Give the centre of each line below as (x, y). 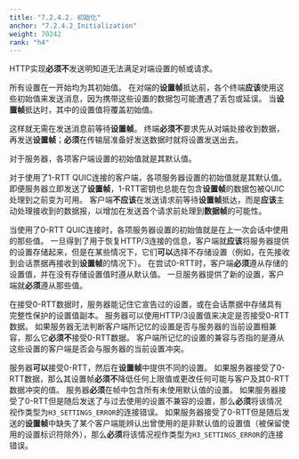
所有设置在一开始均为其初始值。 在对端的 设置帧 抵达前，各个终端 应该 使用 (143, 88)
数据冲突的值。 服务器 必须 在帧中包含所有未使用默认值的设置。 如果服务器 (144, 390)
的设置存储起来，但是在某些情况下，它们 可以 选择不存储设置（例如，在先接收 (149, 252)
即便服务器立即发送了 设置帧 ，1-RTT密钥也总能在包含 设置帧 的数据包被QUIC (147, 189)
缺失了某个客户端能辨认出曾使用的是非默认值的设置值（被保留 (169, 423)
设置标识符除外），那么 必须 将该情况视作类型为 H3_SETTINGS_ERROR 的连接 (154, 435)
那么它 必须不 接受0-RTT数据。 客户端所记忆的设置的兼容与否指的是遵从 (154, 338)
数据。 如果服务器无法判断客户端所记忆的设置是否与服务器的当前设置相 (139, 326)
